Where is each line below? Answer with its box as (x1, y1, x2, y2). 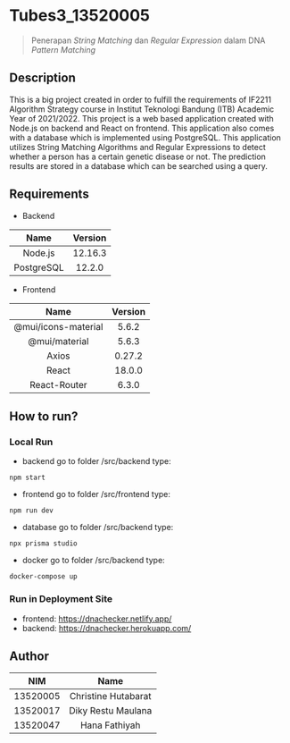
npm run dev (9, 506, 54, 515)
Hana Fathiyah (79, 719, 141, 731)
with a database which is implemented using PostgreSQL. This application (9, 131, 281, 143)
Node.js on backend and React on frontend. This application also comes (9, 122, 275, 133)
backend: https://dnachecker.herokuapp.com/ (21, 622, 192, 633)
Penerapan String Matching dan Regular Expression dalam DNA (30, 35, 266, 46)
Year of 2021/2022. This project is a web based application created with (9, 113, 274, 123)
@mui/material (28, 334, 89, 347)
